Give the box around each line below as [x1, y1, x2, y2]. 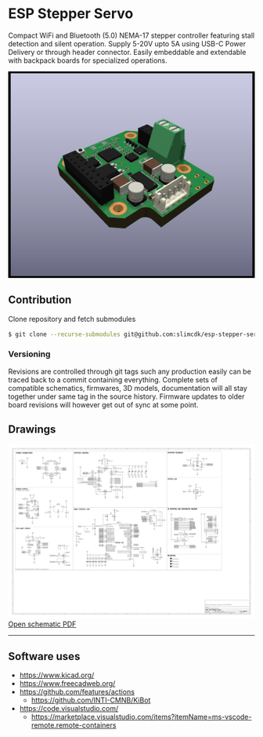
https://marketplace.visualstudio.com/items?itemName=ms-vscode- [31, 712, 252, 722]
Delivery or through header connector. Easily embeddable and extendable [8, 47, 247, 57]
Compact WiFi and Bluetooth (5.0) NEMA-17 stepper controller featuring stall [8, 31, 255, 40]
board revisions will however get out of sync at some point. [8, 400, 199, 409]
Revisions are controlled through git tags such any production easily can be [8, 367, 252, 376]
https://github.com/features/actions [19, 688, 135, 697]
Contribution [8, 294, 72, 307]
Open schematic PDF [8, 619, 77, 629]
